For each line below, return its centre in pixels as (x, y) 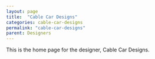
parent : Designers (29, 33)
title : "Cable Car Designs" (42, 17)
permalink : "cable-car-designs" (46, 28)
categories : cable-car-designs (44, 22)
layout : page (22, 11)
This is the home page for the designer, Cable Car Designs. (78, 50)
